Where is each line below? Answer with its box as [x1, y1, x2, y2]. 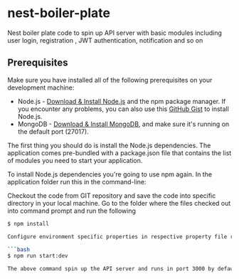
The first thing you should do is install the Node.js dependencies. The [7, 141, 211, 149]
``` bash [7, 246, 31, 253]
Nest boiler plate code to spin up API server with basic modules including [7, 28, 223, 37]
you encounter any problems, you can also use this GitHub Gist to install [17, 105, 229, 113]
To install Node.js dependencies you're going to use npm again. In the [7, 169, 212, 179]
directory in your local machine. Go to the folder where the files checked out [7, 199, 231, 207]
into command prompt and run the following [7, 206, 137, 215]
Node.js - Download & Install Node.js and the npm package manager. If [17, 97, 226, 105]
